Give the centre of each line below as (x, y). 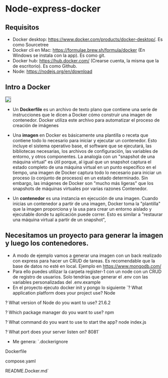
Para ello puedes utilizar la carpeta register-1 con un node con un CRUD (87, 271)
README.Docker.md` (27, 370)
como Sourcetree (30, 45)
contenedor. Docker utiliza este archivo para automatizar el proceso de (86, 120)
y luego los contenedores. (47, 244)
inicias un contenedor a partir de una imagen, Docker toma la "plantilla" (87, 204)
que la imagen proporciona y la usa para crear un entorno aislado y (82, 209)
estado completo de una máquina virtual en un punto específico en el (84, 167)
